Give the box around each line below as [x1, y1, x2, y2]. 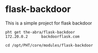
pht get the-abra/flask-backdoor [5, 29, 75, 34]
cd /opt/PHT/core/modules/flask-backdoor [5, 42, 93, 48]
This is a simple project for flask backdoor [5, 20, 92, 26]
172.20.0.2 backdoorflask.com [5, 34, 80, 39]
